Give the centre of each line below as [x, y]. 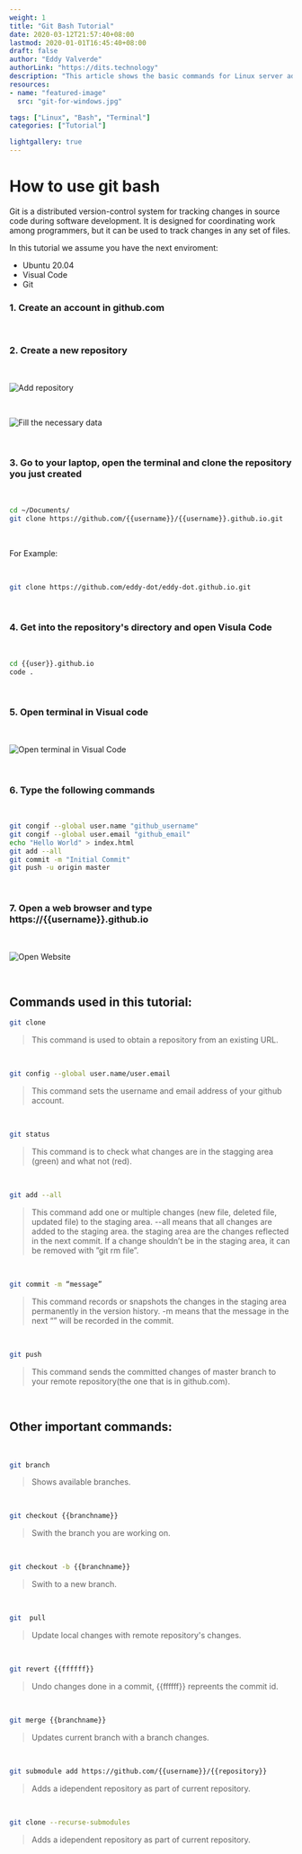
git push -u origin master [60, 868]
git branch [30, 1465]
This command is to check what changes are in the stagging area [152, 1152]
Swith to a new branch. [74, 1584]
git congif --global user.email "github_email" [100, 834]
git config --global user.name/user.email [90, 1074]
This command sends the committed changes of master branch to [154, 1371]
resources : [30, 84]
